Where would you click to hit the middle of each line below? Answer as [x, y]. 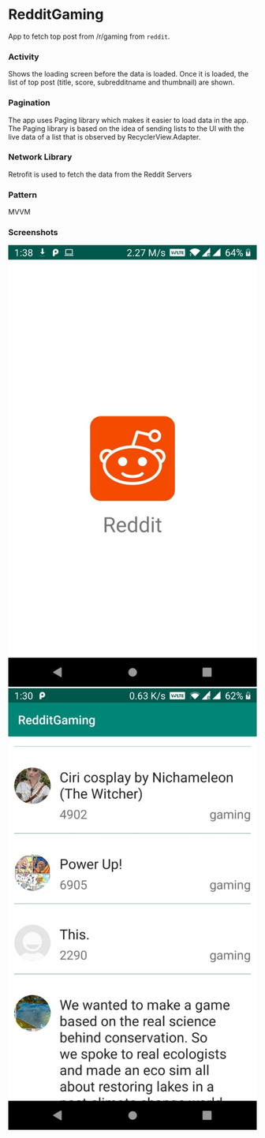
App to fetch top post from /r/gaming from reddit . [89, 36]
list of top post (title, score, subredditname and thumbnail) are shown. [121, 82]
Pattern [23, 195]
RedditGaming [56, 15]
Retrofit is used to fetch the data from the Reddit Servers [100, 174]
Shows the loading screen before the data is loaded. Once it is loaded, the [129, 74]
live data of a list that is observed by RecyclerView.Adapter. [105, 136]
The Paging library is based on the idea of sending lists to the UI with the [126, 129]
